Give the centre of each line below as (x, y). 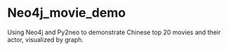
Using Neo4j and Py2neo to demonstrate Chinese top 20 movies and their (114, 32)
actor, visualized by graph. (46, 39)
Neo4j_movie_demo (67, 13)
